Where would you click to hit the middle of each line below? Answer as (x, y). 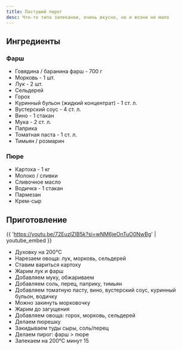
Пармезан (28, 195)
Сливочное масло (38, 182)
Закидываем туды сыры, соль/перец (62, 328)
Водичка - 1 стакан (39, 188)
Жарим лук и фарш (39, 271)
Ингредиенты (33, 41)
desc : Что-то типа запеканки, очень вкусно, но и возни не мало (88, 17)
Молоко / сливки (36, 176)
